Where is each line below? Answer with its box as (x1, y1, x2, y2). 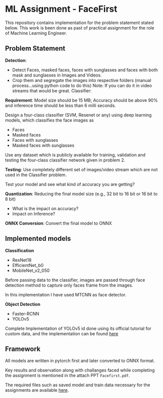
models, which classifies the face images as (5, 117, 94, 123)
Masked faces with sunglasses (12, 142, 74, 148)
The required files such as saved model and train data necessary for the (5, 382, 150, 388)
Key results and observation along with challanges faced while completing (5, 367, 155, 373)
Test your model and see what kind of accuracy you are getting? (5, 181, 135, 187)
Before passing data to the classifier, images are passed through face (5, 277, 145, 283)
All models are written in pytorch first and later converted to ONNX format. (5, 358, 155, 364)
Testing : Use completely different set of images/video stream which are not (5, 166, 158, 172)
